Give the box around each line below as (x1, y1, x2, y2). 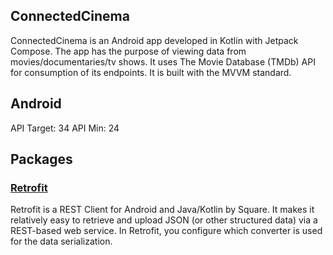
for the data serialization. (10, 235, 113, 248)
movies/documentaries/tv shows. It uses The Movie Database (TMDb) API (10, 55, 316, 68)
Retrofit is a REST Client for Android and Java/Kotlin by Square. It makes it (10, 204, 315, 216)
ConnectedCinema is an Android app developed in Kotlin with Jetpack (10, 34, 299, 46)
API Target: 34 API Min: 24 (10, 122, 120, 134)
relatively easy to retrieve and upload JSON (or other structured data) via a (10, 214, 318, 226)
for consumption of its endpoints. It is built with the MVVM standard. (10, 66, 292, 78)
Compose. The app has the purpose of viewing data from (10, 45, 247, 57)
